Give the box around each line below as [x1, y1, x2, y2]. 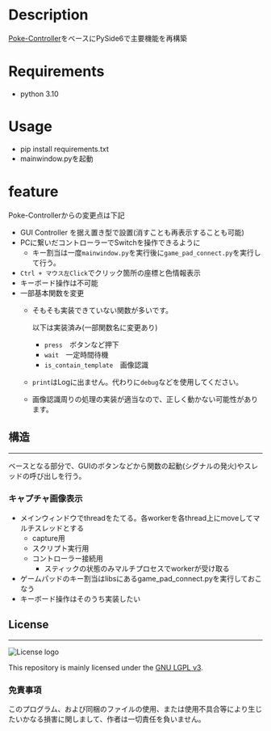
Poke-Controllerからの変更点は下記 [8, 210, 125, 220]
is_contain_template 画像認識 [44, 360, 149, 370]
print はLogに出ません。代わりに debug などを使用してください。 [31, 377, 244, 387]
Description [8, 6, 89, 24]
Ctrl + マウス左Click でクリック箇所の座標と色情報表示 [19, 268, 202, 277]
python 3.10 [19, 89, 59, 99]
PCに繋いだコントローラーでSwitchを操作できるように [19, 237, 201, 247]
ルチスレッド [19, 523, 63, 533]
